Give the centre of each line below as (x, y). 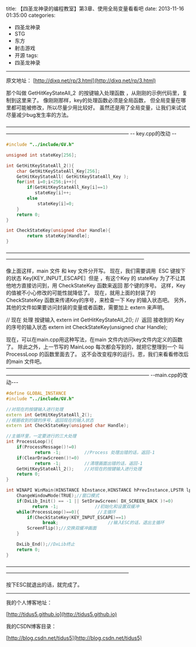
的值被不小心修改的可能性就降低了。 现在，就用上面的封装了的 (81, 293)
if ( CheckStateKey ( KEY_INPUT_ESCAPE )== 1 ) (77, 517)
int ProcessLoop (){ (30, 442)
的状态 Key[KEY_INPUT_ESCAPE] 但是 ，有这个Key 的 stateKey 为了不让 (93, 278)
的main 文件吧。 (25, 361)
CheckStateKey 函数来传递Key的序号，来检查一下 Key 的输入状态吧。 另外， (98, 300)
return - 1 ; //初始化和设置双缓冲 (85, 506)
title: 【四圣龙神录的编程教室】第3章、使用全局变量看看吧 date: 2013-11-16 (95, 8)
